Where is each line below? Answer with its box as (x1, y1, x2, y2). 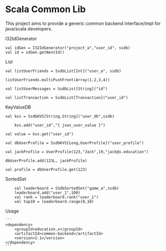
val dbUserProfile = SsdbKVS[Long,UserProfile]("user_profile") (5, 140, 144, 146)
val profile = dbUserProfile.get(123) (5, 167, 87, 172)
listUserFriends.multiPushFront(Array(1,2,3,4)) (5, 77, 110, 82)
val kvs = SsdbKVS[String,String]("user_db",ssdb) (5, 114, 115, 119)
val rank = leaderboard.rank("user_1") (14, 194, 99, 200)
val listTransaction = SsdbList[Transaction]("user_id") (5, 95, 128, 100)
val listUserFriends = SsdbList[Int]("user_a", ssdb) (5, 68, 122, 74)
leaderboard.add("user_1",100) (14, 190, 81, 195)
